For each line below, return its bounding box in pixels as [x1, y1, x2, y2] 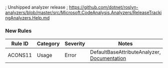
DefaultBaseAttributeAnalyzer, [89, 48, 161, 55]
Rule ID [11, 40, 29, 47]
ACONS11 [7, 52, 32, 59]
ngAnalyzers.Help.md [5, 15, 50, 20]
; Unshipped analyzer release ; [5, 4, 68, 10]
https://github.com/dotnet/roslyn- [69, 4, 138, 10]
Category [36, 40, 60, 47]
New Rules [5, 27, 32, 34]
